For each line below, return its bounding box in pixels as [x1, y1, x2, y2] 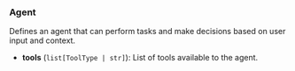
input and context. [9, 35, 76, 46]
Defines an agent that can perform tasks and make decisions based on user [9, 26, 286, 37]
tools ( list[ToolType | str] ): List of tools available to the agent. [21, 53, 259, 63]
